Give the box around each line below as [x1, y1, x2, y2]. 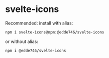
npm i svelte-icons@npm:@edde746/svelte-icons [5, 29, 104, 34]
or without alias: [5, 38, 39, 44]
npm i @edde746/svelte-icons [5, 48, 66, 53]
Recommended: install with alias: [5, 20, 73, 26]
